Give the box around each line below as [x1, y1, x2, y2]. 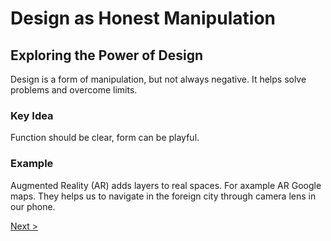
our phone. [10, 200, 56, 212]
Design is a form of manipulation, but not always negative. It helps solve [10, 73, 307, 85]
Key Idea [10, 108, 54, 122]
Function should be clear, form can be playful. [10, 132, 200, 144]
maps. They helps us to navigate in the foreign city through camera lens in [10, 190, 317, 202]
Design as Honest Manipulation [10, 7, 276, 30]
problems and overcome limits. [10, 84, 138, 96]
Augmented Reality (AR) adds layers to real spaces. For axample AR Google [10, 179, 322, 191]
